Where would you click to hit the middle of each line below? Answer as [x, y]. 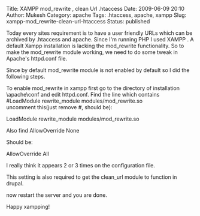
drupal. [15, 183]
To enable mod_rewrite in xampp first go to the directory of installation [93, 88]
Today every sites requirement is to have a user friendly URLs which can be [99, 33]
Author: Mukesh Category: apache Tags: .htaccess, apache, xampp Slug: [96, 15]
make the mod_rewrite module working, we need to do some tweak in [92, 52]
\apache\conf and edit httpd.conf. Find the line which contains [83, 94]
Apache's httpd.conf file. [37, 58]
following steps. [26, 76]
